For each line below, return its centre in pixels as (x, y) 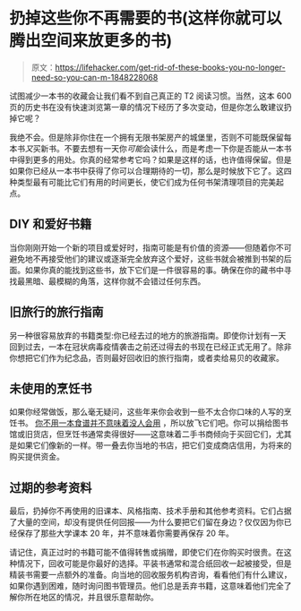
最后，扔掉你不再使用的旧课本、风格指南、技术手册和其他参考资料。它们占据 (150, 511)
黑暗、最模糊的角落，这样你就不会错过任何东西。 (115, 281)
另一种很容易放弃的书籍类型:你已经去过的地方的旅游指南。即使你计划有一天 (148, 335)
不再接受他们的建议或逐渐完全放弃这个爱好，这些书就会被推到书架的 (158, 258)
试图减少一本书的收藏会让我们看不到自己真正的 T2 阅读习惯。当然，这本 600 (150, 96)
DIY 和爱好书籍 (51, 224)
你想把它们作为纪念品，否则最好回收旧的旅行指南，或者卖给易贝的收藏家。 (146, 357)
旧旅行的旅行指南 (56, 312)
